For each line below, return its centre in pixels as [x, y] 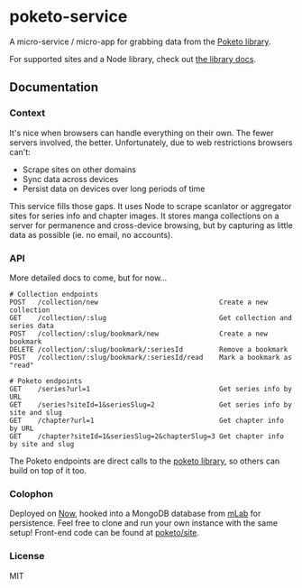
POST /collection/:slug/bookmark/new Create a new [139, 334]
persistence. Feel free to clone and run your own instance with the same [143, 523]
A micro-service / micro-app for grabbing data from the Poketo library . [140, 41]
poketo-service [69, 17]
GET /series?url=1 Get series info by [151, 389]
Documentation [54, 87]
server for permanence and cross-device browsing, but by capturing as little [151, 225]
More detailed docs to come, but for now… [88, 278]
